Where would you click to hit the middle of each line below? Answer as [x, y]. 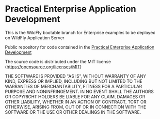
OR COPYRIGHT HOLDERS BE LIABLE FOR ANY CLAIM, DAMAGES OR [75, 97]
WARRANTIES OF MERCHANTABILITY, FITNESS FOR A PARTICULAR [73, 86]
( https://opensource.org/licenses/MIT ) [43, 67]
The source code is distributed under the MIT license [58, 61]
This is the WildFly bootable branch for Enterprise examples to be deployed [80, 32]
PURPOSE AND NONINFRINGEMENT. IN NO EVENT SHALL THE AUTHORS [80, 91]
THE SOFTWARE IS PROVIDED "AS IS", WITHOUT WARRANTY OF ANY [76, 76]
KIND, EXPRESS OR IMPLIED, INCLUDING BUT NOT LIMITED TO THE [74, 81]
